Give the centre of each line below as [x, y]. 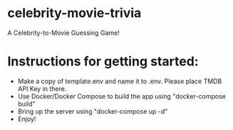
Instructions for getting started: [103, 61]
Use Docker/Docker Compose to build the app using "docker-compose [121, 96]
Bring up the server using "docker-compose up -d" [93, 111]
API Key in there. [42, 88]
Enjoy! [27, 119]
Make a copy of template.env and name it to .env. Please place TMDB [120, 81]
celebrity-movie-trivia [74, 13]
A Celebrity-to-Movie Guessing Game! [63, 33]
